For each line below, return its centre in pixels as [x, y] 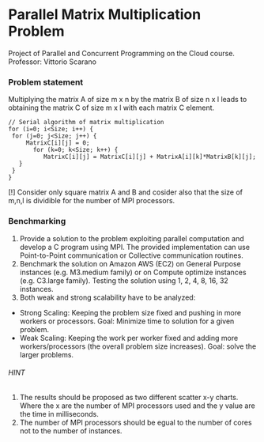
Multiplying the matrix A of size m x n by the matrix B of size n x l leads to [128, 100]
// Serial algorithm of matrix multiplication [86, 123]
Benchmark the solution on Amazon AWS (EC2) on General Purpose [130, 263]
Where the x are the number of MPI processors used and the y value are [137, 406]
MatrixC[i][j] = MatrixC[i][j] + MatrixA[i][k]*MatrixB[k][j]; [150, 157]
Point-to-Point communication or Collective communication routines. [131, 255]
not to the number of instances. [71, 431]
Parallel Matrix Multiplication [105, 15]
